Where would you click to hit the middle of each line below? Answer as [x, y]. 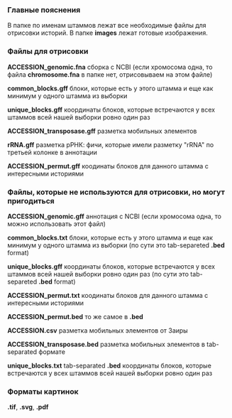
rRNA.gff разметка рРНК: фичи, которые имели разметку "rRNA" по [111, 144]
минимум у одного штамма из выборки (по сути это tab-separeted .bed [116, 245]
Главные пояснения [44, 10]
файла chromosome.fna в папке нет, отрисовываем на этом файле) [110, 74]
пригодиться [31, 200]
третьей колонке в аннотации [53, 152]
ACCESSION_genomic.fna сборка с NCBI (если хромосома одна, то [110, 67]
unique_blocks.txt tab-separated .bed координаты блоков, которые [109, 365]
